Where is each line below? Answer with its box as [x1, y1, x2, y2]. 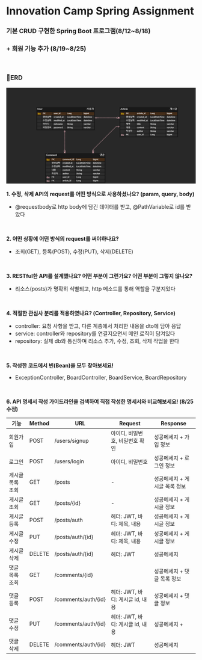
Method [29, 419, 50, 427]
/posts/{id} [54, 499, 81, 507]
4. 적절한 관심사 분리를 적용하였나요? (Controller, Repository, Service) [6, 309, 176, 316]
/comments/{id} [54, 571, 93, 578]
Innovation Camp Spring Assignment [6, 4, 194, 18]
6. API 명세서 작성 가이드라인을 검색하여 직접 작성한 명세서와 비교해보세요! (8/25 [6, 398, 194, 405]
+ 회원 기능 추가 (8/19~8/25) [6, 45, 87, 53]
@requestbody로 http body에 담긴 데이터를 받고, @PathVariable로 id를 [14, 203, 185, 210]
